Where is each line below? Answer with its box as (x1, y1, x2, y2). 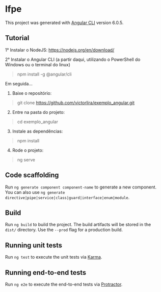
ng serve (17, 157, 35, 162)
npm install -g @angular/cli (17, 71, 72, 77)
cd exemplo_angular (17, 119, 58, 125)
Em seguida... (5, 80, 33, 86)
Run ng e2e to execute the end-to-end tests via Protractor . (5, 281, 123, 287)
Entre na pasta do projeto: (12, 109, 65, 115)
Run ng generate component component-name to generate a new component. (5, 184, 157, 190)
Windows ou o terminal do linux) (5, 61, 71, 67)
